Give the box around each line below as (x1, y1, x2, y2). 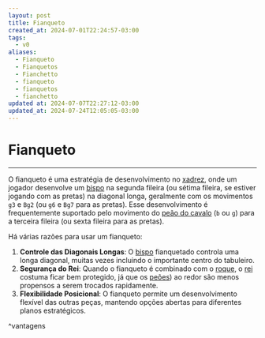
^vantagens (8, 321, 46, 330)
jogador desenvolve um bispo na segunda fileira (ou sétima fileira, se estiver (8, 182, 256, 192)
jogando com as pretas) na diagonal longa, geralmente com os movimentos (8, 191, 254, 201)
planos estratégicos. (19, 306, 87, 315)
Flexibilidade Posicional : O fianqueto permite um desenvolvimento (19, 289, 238, 299)
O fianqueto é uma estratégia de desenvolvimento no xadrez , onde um (8, 175, 237, 184)
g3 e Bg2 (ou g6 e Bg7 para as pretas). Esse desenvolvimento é (8, 199, 208, 209)
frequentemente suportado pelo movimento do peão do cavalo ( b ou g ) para (8, 208, 255, 217)
